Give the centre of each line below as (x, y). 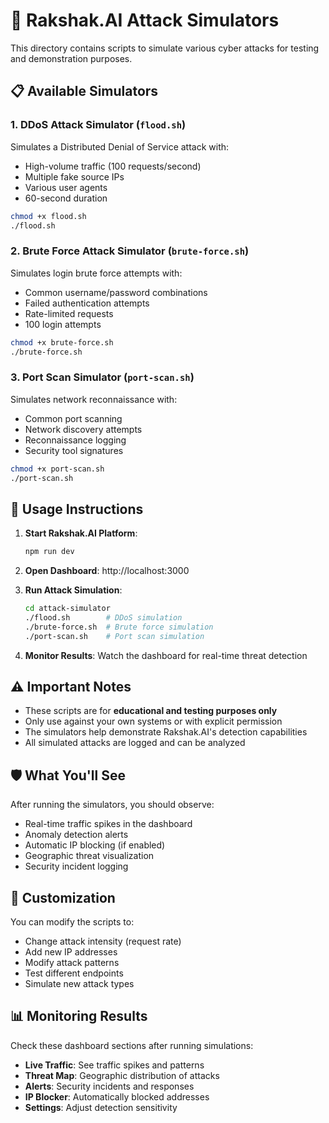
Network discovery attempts (83, 429)
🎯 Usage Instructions (77, 509)
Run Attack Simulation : (73, 590)
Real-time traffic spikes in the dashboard (108, 824)
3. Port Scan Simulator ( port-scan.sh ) (102, 377)
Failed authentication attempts (87, 303)
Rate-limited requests (69, 313)
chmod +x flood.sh (48, 216)
